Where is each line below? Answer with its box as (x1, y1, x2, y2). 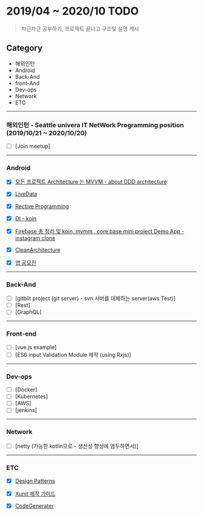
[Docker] (14, 386, 37, 393)
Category (6, 43, 43, 53)
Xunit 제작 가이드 (14, 490, 56, 497)
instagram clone (14, 234, 56, 242)
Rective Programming (14, 202, 69, 210)
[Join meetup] (14, 142, 50, 150)
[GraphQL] (14, 308, 42, 316)
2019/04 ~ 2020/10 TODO (6, 4, 139, 18)
